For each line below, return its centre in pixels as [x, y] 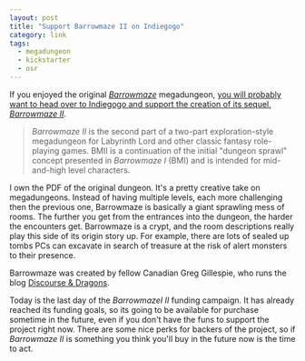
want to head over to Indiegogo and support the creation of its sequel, [140, 104]
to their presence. [43, 255]
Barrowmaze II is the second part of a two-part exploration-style [152, 131]
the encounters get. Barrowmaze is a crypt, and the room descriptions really [152, 226]
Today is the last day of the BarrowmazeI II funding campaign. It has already [152, 300]
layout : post [34, 18]
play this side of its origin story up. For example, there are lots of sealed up [149, 236]
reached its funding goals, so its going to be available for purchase [134, 309]
